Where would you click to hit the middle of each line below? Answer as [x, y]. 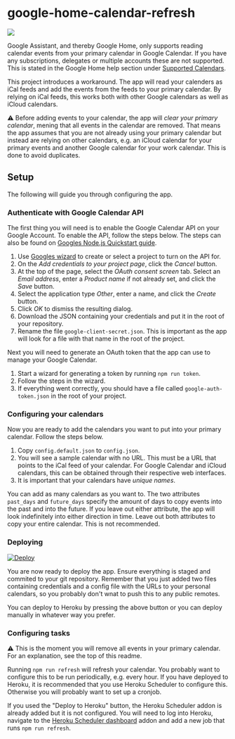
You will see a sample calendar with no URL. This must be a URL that [116, 458]
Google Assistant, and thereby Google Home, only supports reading [105, 45]
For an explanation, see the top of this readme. [75, 655]
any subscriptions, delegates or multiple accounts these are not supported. [116, 61]
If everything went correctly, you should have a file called [100, 389]
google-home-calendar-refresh [101, 13]
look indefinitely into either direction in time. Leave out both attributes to [112, 517]
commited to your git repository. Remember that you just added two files [112, 579]
